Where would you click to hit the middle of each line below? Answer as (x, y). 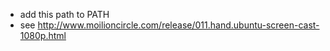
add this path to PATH (64, 14)
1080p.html (43, 35)
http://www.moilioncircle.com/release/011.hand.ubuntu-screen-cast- (178, 25)
